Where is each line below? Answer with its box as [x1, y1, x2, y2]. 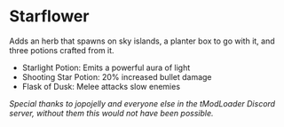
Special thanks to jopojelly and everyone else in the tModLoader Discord [9, 98, 276, 108]
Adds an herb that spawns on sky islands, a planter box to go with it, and [9, 36, 275, 46]
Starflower [9, 6, 90, 27]
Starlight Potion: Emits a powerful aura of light [21, 62, 191, 73]
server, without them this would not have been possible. [9, 107, 215, 118]
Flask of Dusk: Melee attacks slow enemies [21, 81, 180, 91]
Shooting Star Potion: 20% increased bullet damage [21, 71, 212, 82]
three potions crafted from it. [9, 44, 114, 55]
